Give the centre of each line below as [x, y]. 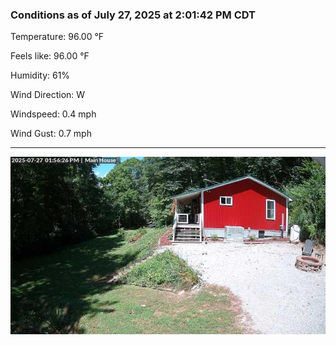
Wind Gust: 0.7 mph [51, 134]
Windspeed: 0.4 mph [53, 114]
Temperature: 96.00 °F [57, 37]
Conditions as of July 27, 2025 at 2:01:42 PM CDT [133, 15]
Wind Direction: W [48, 95]
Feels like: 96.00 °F [50, 56]
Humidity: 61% [40, 75]
